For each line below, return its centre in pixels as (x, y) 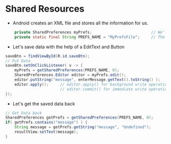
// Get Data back (24, 113)
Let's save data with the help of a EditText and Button (68, 47)
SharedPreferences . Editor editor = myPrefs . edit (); (70, 75)
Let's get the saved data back (44, 104)
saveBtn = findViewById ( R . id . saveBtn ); (48, 56)
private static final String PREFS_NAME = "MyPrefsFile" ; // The (90, 37)
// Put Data (18, 61)
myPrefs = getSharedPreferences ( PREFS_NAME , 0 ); (67, 70)
